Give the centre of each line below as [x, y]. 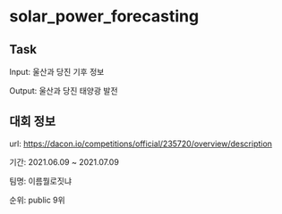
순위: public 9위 [37, 200]
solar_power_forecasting [104, 16]
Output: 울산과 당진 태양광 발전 [64, 91]
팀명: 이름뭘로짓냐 [41, 181]
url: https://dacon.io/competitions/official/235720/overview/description [141, 144]
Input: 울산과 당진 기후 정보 [57, 72]
